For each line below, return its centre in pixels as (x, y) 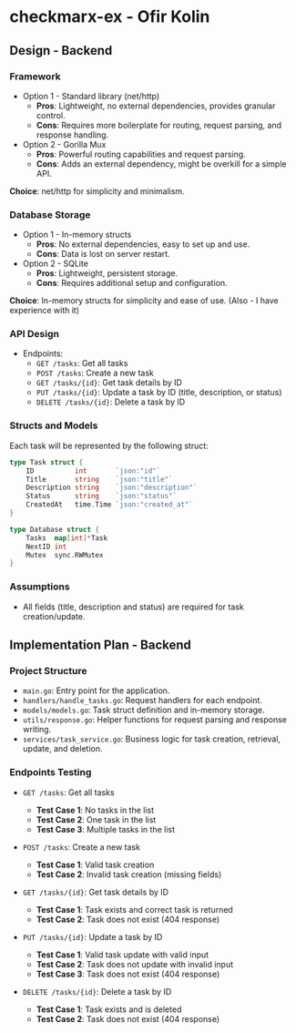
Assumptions (40, 587)
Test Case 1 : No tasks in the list (95, 810)
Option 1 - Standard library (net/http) (91, 96)
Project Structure (48, 670)
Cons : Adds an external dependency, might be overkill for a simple (161, 164)
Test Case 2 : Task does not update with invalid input (135, 964)
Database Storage (50, 214)
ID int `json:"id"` (93, 471)
